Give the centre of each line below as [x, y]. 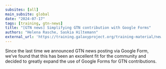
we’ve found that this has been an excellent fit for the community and [76, 56]
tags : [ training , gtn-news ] [34, 23]
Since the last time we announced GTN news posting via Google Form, [77, 51]
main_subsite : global [27, 14]
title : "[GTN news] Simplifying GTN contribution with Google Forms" [78, 28]
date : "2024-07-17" [25, 19]
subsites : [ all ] [22, 10]
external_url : [20, 37]
